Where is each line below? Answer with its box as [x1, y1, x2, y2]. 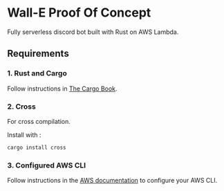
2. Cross [7, 102, 36, 111]
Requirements [7, 48, 69, 60]
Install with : [7, 130, 41, 139]
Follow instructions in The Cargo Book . [7, 84, 118, 93]
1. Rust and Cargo [7, 69, 67, 78]
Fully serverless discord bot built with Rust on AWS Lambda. [7, 28, 179, 36]
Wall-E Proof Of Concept [7, 5, 151, 21]
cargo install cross [7, 144, 67, 151]
